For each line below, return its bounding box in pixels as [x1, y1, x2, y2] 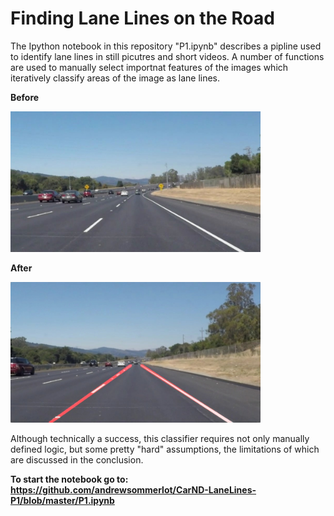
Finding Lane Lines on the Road [10, 7, 275, 30]
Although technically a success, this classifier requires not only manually [10, 432, 310, 444]
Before [10, 91, 40, 103]
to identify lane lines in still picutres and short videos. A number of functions [10, 50, 325, 62]
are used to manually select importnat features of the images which [10, 61, 289, 73]
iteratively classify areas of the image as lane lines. [10, 72, 221, 84]
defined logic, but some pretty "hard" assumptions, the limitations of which [10, 443, 320, 455]
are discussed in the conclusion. [10, 453, 144, 466]
